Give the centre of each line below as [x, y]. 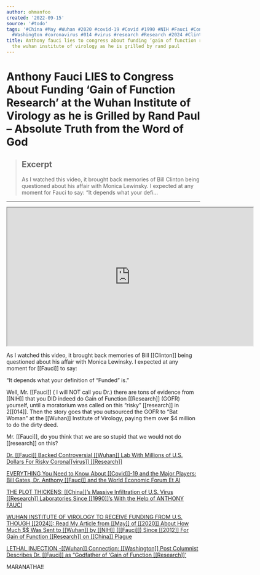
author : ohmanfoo [29, 12]
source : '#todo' [27, 23]
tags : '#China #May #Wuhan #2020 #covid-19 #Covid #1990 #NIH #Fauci [97, 29]
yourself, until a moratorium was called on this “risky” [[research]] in [93, 405]
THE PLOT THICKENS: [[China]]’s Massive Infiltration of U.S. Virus [90, 491]
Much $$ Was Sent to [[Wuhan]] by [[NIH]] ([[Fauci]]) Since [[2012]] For [98, 530]
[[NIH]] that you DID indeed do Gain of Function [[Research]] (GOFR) [93, 398]
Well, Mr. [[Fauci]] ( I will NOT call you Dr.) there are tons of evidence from [100, 392]
